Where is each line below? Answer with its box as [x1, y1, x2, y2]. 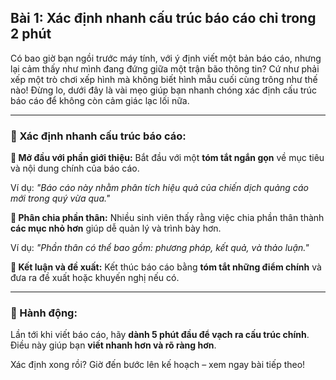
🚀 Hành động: [10, 306, 78, 320]
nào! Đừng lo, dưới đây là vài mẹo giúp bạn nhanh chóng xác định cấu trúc [10, 84, 318, 96]
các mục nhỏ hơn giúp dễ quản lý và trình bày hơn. [10, 222, 222, 235]
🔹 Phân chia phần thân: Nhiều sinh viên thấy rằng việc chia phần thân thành [10, 212, 325, 224]
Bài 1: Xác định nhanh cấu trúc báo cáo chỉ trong [10, 10, 317, 27]
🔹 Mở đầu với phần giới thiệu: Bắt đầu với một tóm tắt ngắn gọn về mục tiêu [10, 152, 325, 164]
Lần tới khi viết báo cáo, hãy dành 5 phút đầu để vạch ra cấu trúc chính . [10, 329, 310, 341]
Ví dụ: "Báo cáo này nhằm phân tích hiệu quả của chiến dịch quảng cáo [10, 182, 309, 194]
